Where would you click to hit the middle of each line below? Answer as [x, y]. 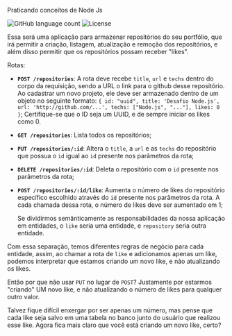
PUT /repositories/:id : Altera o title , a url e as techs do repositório [117, 148]
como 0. [29, 121]
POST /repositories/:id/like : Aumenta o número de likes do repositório [121, 190]
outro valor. [24, 297]
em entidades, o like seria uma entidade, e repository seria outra [112, 226]
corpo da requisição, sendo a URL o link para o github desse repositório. [121, 86]
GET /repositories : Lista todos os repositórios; [84, 135]
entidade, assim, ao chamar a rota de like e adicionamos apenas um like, [112, 254]
